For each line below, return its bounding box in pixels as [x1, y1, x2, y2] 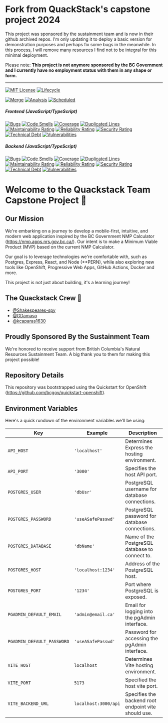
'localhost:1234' [74, 567, 115, 573]
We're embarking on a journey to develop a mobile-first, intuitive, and [5, 227, 148, 234]
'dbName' [74, 543, 95, 549]
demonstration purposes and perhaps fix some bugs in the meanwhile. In [5, 41, 156, 47]
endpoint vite [124, 703, 156, 710]
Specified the [124, 676, 156, 683]
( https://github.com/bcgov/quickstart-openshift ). [5, 390, 106, 396]
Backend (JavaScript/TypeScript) [5, 143, 77, 149]
